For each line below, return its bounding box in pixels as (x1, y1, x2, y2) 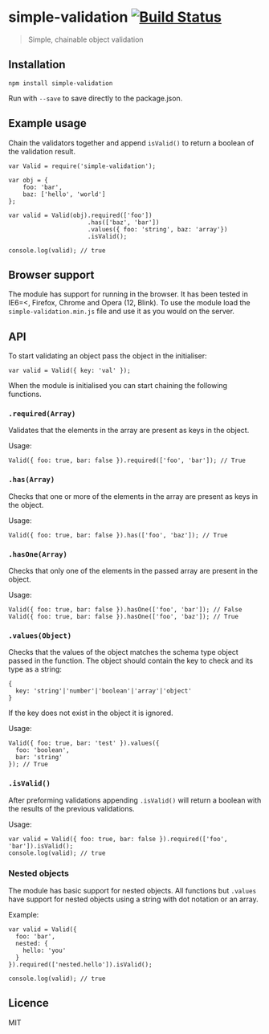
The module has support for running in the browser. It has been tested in (8, 289, 249, 299)
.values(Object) (8, 631, 72, 640)
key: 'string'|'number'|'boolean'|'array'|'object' (15, 687, 193, 695)
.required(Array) (8, 410, 76, 419)
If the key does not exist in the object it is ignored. (8, 708, 173, 718)
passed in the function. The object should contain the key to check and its (8, 656, 254, 666)
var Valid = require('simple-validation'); (8, 161, 157, 170)
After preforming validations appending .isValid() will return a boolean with (8, 795, 262, 805)
